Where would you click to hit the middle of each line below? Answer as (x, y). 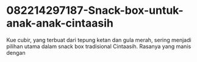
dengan (16, 52)
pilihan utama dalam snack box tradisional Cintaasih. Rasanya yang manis (99, 46)
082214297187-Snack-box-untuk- (95, 11)
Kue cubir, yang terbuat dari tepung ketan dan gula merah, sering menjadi (99, 40)
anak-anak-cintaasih (60, 23)
